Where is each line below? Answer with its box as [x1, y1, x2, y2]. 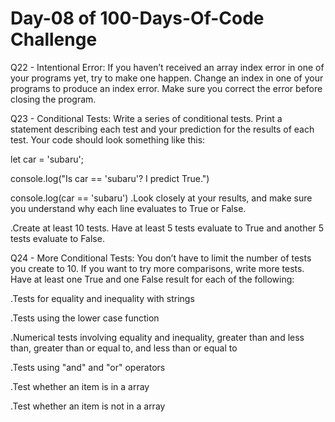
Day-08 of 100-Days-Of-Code [10, 7, 265, 30]
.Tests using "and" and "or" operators [10, 361, 166, 373]
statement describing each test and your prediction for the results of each [10, 123, 315, 135]
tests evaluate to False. [10, 232, 105, 244]
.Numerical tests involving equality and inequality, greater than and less [10, 331, 305, 343]
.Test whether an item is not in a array [10, 400, 166, 412]
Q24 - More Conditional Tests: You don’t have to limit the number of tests [10, 252, 312, 264]
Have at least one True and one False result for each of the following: [10, 273, 295, 285]
